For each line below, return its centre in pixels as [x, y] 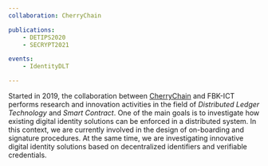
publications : [32, 30]
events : [21, 59]
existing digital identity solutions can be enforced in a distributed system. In [132, 121]
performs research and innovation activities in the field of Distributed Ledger [134, 104]
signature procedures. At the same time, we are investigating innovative [126, 138]
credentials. [28, 155]
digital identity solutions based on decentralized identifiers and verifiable [128, 147]
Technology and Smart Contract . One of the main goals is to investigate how [134, 113]
